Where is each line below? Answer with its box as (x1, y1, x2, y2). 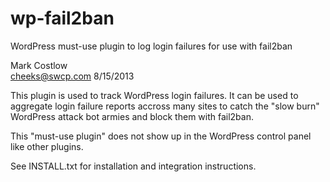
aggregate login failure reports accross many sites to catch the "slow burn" (10, 100, 320, 112)
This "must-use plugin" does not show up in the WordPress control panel (10, 130, 312, 142)
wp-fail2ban (10, 7, 115, 30)
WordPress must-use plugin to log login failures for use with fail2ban (10, 40, 293, 52)
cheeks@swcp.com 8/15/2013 (10, 70, 135, 82)
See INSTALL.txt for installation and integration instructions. (10, 160, 257, 172)
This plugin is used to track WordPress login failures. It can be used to (10, 89, 299, 101)
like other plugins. (10, 140, 84, 152)
